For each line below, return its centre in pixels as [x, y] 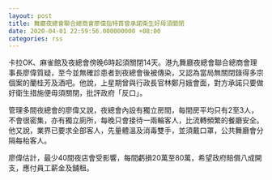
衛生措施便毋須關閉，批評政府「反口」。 [81, 93]
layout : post [30, 16]
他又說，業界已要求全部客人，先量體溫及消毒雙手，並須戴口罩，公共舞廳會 [132, 131]
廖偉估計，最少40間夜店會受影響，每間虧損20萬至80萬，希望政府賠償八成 [132, 158]
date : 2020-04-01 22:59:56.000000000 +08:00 [85, 31]
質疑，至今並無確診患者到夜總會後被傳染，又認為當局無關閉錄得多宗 [150, 73]
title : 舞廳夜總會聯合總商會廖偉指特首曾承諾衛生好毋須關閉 [96, 24]
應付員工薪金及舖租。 [58, 168]
